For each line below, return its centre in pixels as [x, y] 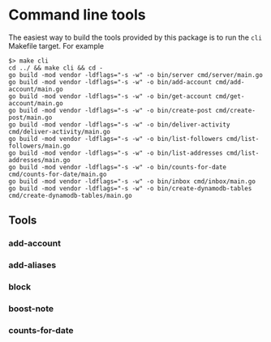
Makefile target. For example [56, 45]
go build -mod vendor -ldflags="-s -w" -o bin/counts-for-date [118, 167]
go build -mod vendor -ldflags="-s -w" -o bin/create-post [110, 110]
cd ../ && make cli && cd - [56, 68]
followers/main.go [39, 146]
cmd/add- [230, 82]
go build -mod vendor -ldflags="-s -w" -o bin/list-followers [116, 139]
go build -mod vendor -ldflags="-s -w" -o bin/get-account [110, 96]
